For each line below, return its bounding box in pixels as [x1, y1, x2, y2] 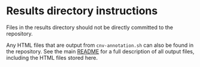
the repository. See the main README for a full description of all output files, [6, 47, 195, 55]
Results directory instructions [6, 4, 158, 18]
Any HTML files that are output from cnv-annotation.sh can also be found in [6, 42, 193, 49]
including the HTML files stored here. [6, 54, 98, 61]
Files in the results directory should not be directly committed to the [6, 24, 174, 31]
